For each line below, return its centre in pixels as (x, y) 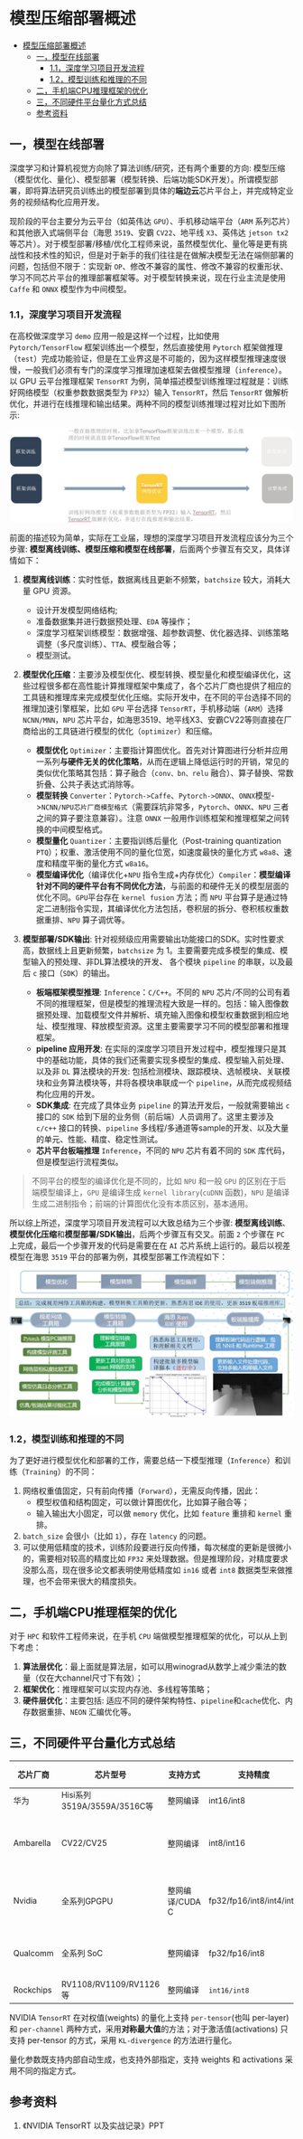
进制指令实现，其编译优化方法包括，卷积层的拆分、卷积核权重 (166, 908)
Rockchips (32, 1990)
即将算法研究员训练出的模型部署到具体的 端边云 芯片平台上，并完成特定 (155, 190)
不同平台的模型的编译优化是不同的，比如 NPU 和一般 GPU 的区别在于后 (159, 1180)
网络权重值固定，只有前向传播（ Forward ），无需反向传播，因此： (141, 1491)
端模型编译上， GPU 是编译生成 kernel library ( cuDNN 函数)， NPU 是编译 (161, 1192)
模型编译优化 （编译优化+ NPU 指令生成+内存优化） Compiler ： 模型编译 (163, 875)
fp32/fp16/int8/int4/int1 (254, 1901)
